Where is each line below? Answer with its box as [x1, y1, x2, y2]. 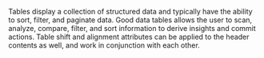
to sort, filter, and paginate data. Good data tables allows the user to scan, [8, 15, 253, 25]
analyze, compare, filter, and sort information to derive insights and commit [8, 24, 256, 33]
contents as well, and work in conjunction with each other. [8, 41, 200, 50]
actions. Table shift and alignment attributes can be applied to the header [8, 32, 250, 41]
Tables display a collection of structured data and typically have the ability [8, 7, 254, 16]
